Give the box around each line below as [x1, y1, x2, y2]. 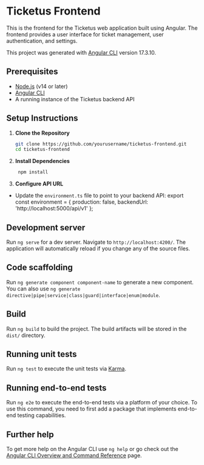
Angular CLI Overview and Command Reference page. [6, 452, 142, 459]
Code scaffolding [6, 263, 73, 273]
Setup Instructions [6, 113, 78, 124]
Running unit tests [6, 349, 77, 360]
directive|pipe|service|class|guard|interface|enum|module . [6, 291, 160, 298]
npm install [18, 169, 49, 175]
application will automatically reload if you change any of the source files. [6, 245, 190, 252]
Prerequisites [6, 67, 58, 77]
